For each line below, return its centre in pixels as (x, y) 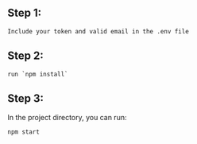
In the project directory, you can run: (67, 118)
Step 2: (26, 56)
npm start (24, 132)
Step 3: (26, 99)
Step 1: (25, 13)
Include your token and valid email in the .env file (98, 31)
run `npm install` (38, 74)
